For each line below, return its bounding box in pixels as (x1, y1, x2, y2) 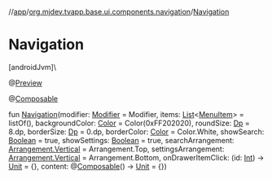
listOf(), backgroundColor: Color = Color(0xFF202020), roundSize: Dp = (8, 118, 250, 128)
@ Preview (8, 77, 43, 88)
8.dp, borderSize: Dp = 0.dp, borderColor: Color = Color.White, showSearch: (8, 126, 265, 137)
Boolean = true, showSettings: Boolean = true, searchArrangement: (8, 135, 235, 145)
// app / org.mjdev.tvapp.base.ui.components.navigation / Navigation (8, 7, 230, 16)
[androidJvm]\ (8, 62, 57, 72)
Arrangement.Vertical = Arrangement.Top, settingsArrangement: (8, 144, 225, 154)
